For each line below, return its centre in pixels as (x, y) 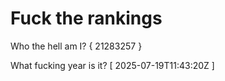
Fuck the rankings (86, 18)
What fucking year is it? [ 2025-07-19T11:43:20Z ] (112, 65)
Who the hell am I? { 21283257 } (76, 46)
